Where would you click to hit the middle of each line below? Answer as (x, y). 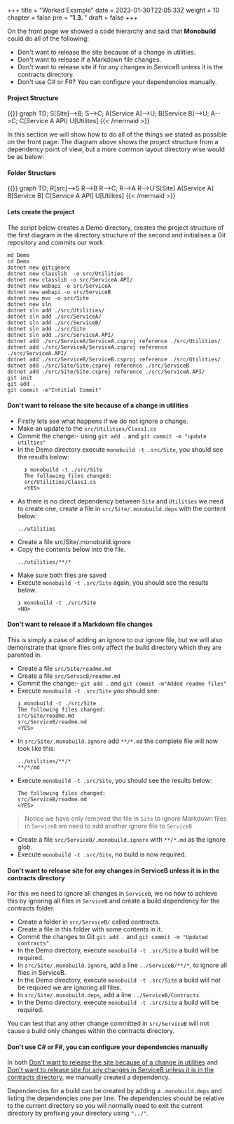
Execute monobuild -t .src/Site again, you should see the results (113, 582)
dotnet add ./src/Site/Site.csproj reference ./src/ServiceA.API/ (106, 372)
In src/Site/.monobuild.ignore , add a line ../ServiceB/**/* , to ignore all (122, 965)
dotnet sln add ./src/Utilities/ (56, 310)
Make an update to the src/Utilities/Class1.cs (87, 428)
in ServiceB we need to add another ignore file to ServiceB (108, 826)
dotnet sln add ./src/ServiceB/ (54, 322)
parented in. (25, 655)
